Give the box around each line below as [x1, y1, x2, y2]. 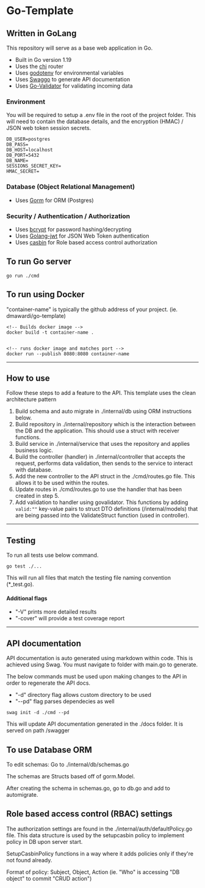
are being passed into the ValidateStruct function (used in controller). [15, 512, 189, 519]
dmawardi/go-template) [6, 312, 66, 319]
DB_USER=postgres [6, 136, 51, 143]
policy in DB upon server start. [6, 838, 83, 845]
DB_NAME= [6, 157, 29, 164]
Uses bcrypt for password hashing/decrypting [15, 225, 132, 233]
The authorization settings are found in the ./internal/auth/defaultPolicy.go [6, 825, 193, 832]
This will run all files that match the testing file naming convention [6, 574, 171, 582]
